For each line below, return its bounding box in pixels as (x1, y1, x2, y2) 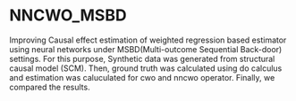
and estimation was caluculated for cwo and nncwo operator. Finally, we (9, 72, 275, 82)
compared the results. (9, 82, 91, 92)
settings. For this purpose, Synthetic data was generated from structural (9, 53, 275, 64)
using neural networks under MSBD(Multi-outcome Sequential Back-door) (9, 43, 283, 54)
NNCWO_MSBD (9, 5, 127, 26)
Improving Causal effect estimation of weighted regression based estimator (9, 35, 287, 45)
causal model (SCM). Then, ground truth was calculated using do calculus (9, 63, 283, 74)
